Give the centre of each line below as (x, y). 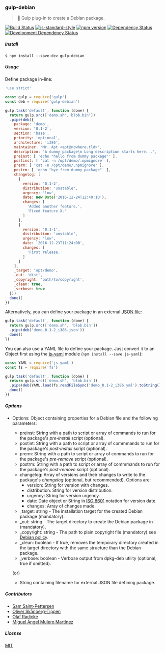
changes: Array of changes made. (61, 506)
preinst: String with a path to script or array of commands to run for (88, 433)
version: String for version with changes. (68, 485)
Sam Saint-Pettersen (33, 606)
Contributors (19, 594)
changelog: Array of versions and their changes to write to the (82, 475)
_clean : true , (28, 284)
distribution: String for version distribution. (70, 490)
